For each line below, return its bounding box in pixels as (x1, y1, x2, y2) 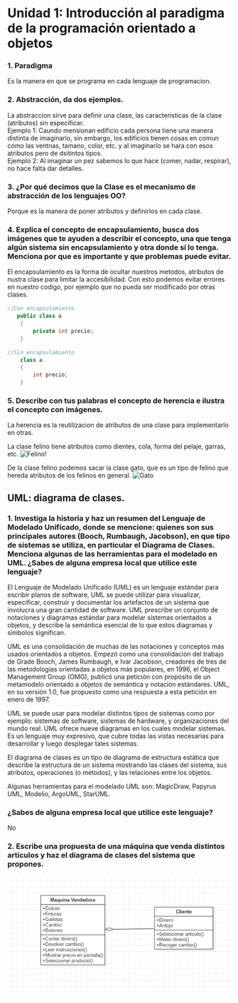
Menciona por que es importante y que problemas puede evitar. (7, 252, 232, 261)
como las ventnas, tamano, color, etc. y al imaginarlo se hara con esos (7, 141, 213, 150)
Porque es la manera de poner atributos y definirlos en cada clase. (7, 207, 202, 215)
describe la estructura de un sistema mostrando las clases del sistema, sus (7, 761, 227, 769)
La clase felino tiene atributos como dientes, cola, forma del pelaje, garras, (7, 442, 226, 451)
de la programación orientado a (7, 20, 196, 36)
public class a (16, 312, 62, 320)
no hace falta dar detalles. (7, 164, 84, 173)
